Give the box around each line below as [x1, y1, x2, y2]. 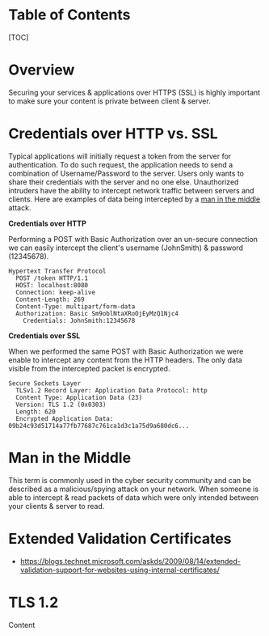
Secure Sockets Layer [8, 379, 82, 388]
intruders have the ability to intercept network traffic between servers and [8, 185, 254, 195]
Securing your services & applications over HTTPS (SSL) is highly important [8, 87, 261, 97]
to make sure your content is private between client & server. [8, 95, 212, 106]
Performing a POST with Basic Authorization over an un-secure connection [8, 234, 258, 244]
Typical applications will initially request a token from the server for [8, 151, 232, 161]
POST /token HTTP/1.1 [15, 273, 89, 282]
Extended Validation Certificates [8, 529, 232, 548]
